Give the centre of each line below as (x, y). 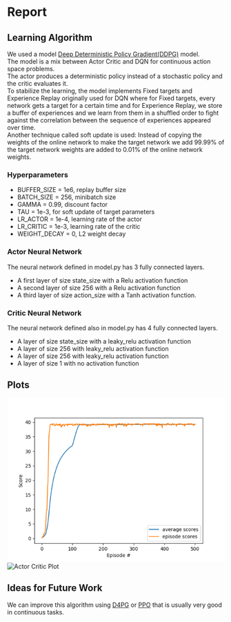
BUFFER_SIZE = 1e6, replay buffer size (71, 190)
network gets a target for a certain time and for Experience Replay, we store (115, 105)
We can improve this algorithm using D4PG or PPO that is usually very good (115, 605)
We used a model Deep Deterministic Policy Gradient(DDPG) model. (103, 54)
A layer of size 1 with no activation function (78, 363)
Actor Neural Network (45, 252)
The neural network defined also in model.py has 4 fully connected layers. (113, 328)
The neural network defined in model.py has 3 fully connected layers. (106, 267)
